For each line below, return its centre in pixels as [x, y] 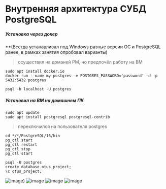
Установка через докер [31, 34]
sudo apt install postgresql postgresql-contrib [58, 117]
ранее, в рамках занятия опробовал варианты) [56, 52]
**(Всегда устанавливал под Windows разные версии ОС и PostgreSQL [83, 47]
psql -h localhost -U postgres [38, 89]
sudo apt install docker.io [35, 72]
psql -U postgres [24, 163]
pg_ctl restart [21, 145]
